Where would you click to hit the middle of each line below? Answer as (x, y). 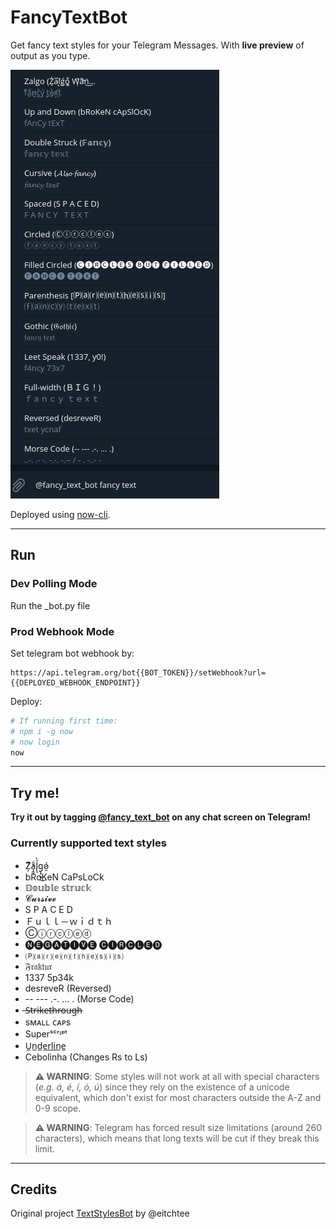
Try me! (35, 792)
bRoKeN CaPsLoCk (64, 877)
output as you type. (50, 55)
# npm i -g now (42, 731)
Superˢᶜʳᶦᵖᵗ (46, 1033)
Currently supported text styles (88, 843)
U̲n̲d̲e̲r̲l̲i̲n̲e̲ (45, 1045)
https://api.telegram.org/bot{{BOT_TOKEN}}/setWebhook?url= (138, 672)
